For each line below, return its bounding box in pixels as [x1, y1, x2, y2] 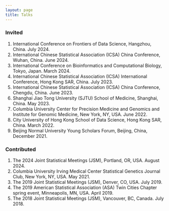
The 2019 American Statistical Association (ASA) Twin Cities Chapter [12, 184, 157, 191]
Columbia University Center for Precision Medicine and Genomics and [12, 106, 160, 112]
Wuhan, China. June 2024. [12, 57, 69, 63]
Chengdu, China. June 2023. [12, 89, 74, 96]
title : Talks [5, 12, 33, 17]
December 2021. [12, 133, 48, 139]
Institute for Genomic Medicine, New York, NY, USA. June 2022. [12, 111, 148, 118]
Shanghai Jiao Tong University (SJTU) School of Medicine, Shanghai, [12, 95, 159, 101]
